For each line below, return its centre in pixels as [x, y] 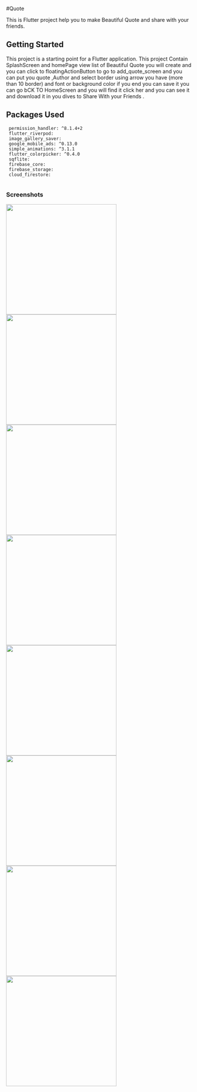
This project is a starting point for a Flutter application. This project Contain [97, 59]
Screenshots [25, 195]
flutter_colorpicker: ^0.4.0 [44, 154]
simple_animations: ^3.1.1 [42, 149]
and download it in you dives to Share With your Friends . [75, 96]
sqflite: [19, 159]
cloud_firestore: [30, 175]
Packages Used [35, 115]
